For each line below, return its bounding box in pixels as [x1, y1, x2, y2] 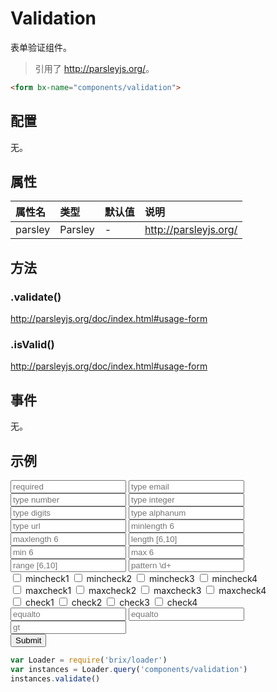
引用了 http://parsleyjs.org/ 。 [34, 62, 155, 74]
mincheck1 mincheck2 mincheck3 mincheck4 [24, 573, 258, 585]
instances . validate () [10, 673, 101, 684]
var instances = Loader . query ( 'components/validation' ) [10, 664, 248, 674]
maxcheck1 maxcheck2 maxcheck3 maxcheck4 [24, 585, 267, 597]
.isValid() [10, 338, 55, 352]
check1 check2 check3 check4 [24, 597, 198, 609]
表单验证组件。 [10, 41, 72, 53]
